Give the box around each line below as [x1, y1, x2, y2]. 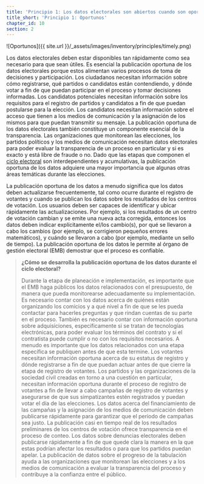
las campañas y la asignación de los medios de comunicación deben [21, 406, 193, 413]
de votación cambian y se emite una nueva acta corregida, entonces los [6, 215, 186, 222]
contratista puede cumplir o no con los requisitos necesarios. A [21, 335, 180, 342]
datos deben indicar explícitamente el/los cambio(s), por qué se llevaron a [6, 221, 192, 229]
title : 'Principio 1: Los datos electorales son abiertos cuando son [6, 9, 186, 15]
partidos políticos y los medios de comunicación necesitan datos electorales [6, 138, 198, 146]
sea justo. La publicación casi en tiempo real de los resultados [21, 419, 177, 426]
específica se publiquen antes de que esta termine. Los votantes [21, 348, 183, 356]
